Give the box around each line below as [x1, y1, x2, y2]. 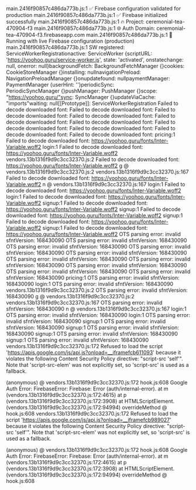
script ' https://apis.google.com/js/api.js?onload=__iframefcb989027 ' [6, 416, 171, 423]
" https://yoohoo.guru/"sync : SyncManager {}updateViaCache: [6, 94, 156, 100]
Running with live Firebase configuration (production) [6, 38, 135, 45]
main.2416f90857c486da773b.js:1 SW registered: [6, 44, 125, 50]
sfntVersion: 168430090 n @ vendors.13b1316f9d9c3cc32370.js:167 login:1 [6, 305, 187, 312]
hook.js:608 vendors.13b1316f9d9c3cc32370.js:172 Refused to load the [6, 410, 178, 417]
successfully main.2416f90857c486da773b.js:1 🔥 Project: [6, 18, 145, 25]
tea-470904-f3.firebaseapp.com [6, 32, 85, 38]
